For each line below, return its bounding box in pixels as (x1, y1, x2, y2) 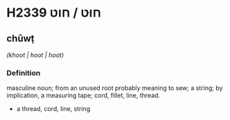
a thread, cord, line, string (16, 105, 91, 113)
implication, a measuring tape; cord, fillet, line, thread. (6, 92, 161, 100)
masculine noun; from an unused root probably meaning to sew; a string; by (6, 84, 223, 92)
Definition (6, 68, 41, 78)
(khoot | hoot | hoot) (6, 51, 64, 59)
